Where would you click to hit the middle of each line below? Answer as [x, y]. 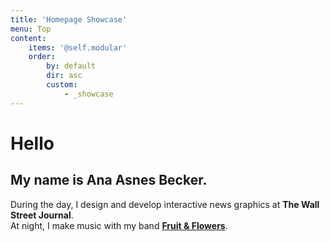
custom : [62, 85]
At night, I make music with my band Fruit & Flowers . [119, 225]
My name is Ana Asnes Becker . [109, 180]
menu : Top [31, 29]
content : [28, 38]
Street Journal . [42, 215]
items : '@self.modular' [78, 47]
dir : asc [64, 76]
